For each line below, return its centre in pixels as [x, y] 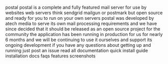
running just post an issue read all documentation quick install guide [77, 51]
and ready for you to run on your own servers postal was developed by [80, 18]
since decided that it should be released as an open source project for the [83, 29]
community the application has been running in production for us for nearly [84, 34]
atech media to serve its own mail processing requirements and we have [81, 23]
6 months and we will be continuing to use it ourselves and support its [79, 40]
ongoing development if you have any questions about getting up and [78, 45]
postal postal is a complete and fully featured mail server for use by [76, 7]
